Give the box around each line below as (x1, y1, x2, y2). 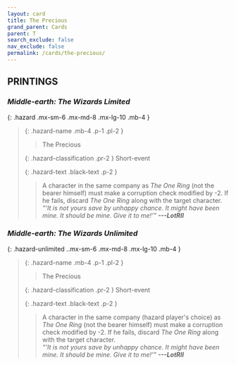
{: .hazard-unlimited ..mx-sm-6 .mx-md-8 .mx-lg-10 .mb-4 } (7, 245, 181, 253)
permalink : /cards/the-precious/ (7, 50, 106, 57)
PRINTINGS (7, 75, 58, 88)
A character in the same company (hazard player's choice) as (42, 313, 221, 321)
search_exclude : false (7, 37, 74, 44)
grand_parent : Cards (7, 23, 68, 30)
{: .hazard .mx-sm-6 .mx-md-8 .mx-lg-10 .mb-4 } (7, 113, 150, 121)
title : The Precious (7, 17, 68, 24)
